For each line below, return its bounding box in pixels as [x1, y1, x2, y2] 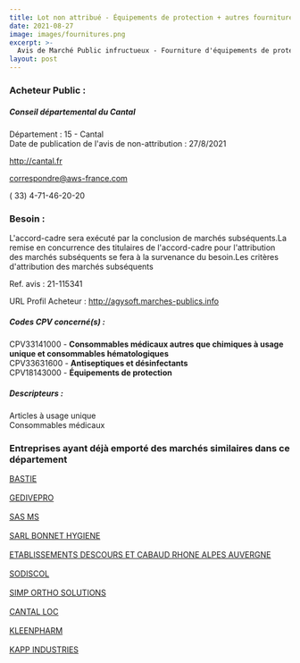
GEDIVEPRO [9, 492, 54, 503]
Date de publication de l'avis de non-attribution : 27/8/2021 [9, 138, 227, 148]
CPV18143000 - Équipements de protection [9, 367, 172, 378]
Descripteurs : [9, 388, 64, 399]
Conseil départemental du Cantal [9, 106, 136, 117]
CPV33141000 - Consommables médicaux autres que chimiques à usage [9, 339, 284, 349]
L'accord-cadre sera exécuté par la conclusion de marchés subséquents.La [9, 233, 287, 244]
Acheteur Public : [9, 84, 87, 97]
